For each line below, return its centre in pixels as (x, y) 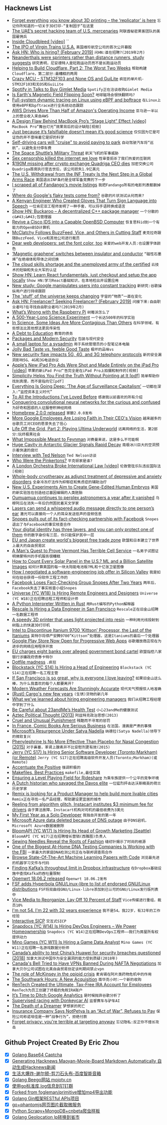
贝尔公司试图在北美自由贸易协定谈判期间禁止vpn (62, 969)
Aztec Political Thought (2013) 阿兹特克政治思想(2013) (65, 715)
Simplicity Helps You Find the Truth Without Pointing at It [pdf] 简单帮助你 (86, 375)
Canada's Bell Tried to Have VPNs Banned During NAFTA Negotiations (84, 963)
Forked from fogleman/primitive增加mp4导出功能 (62, 1092)
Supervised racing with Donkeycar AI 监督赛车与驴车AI (66, 1000)
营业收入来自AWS (34, 116)
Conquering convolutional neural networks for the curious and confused (86, 402)
